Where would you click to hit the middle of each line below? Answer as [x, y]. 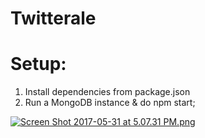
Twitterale [53, 18]
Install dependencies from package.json [107, 92]
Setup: [38, 64]
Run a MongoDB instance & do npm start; [110, 103]
